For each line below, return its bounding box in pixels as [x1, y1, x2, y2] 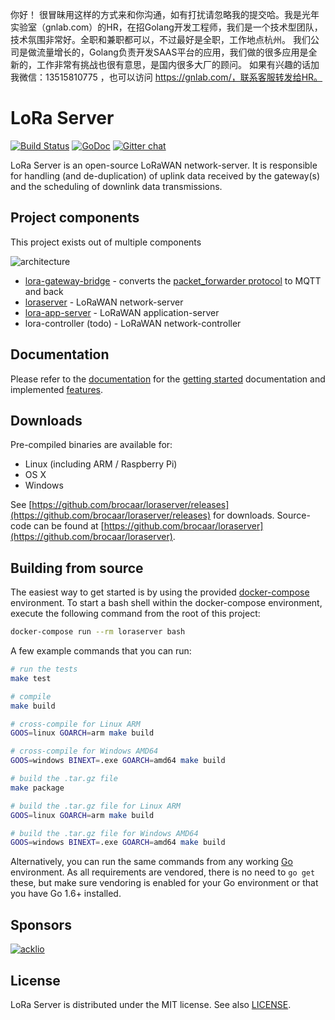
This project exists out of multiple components [10, 236, 202, 248]
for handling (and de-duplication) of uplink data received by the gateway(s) [10, 169, 321, 182]
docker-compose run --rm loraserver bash [10, 627, 186, 637]
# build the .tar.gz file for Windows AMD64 [10, 828, 199, 838]
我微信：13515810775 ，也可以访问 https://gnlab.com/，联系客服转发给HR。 [10, 71, 323, 83]
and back [24, 285, 64, 297]
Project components [10, 209, 140, 227]
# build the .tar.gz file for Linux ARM [10, 801, 182, 811]
